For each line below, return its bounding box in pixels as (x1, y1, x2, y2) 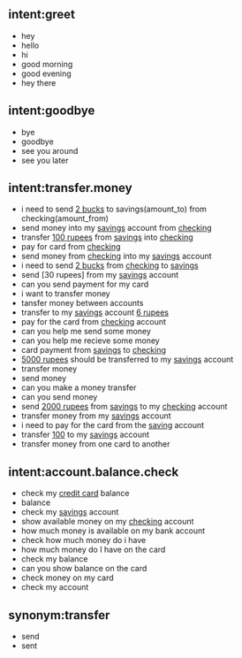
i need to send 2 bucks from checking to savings (20, 260, 200, 271)
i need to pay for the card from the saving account (20, 420, 205, 431)
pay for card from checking (20, 241, 121, 252)
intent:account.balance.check (8, 464, 179, 479)
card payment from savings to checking (20, 345, 167, 356)
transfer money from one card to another (20, 439, 170, 449)
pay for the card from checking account (20, 317, 167, 327)
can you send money (20, 392, 98, 402)
